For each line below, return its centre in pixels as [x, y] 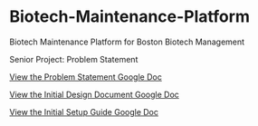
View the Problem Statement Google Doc [86, 77]
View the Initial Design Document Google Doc [94, 94]
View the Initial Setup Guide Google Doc [84, 111]
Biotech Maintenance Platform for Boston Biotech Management [127, 42]
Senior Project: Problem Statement [74, 59]
